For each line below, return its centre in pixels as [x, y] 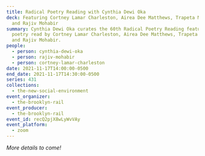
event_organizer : [28, 97]
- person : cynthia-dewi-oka [48, 52]
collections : [23, 86]
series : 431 [21, 80]
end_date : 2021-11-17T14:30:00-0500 [53, 74]
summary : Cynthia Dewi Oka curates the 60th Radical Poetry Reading [95, 29]
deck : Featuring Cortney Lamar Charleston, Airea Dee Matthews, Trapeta [101, 18]
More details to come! [34, 148]
